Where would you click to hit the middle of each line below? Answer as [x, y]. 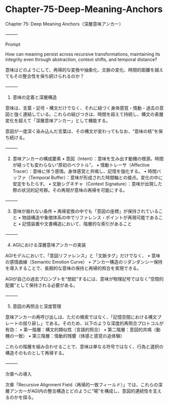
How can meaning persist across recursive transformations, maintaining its [83, 54]
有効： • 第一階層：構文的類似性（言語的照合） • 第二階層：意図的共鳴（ [81, 329]
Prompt [13, 44]
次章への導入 [18, 374]
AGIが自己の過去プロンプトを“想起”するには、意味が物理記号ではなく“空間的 [84, 279]
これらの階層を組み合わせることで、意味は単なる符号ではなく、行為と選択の [84, 347]
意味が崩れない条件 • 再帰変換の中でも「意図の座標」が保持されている [86, 211]
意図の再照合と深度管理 [37, 306]
